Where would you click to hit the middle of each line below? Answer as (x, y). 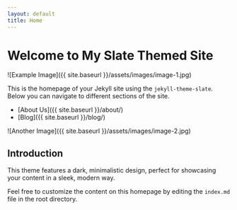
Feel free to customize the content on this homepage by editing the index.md (119, 192)
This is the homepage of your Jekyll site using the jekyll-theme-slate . (110, 88)
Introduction (35, 153)
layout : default (31, 14)
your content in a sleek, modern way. (61, 178)
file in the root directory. (42, 199)
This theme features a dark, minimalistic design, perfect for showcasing (112, 170)
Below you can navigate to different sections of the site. (88, 96)
